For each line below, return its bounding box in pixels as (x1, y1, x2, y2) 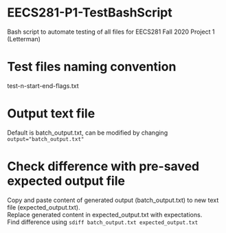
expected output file (7, 173, 126, 188)
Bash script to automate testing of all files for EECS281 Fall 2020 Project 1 (7, 27, 215, 36)
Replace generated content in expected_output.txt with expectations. (7, 210, 203, 219)
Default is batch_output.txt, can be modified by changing (7, 129, 168, 137)
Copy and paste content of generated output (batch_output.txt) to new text (7, 196, 219, 204)
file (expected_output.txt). (7, 203, 80, 211)
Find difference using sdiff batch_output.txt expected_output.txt (7, 218, 199, 226)
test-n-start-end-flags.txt (7, 81, 79, 90)
